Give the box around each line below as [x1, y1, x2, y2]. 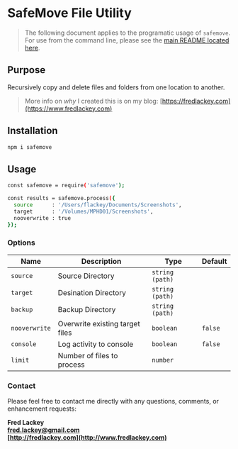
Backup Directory [57, 304, 116, 314]
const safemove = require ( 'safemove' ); [7, 182, 125, 189]
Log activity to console [57, 339, 134, 349]
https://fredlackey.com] [161, 96, 231, 105]
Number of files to [57, 350, 118, 360]
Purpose [7, 64, 46, 76]
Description [81, 256, 122, 266]
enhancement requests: [7, 404, 76, 413]
